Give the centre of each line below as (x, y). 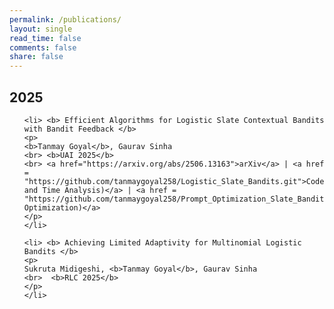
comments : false (43, 47)
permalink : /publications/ (65, 19)
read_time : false (45, 38)
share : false (36, 57)
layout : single (41, 29)
